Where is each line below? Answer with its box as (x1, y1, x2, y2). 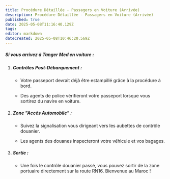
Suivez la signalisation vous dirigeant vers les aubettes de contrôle (20, 123, 160, 129)
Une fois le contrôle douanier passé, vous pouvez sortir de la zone (20, 163, 160, 169)
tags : (5, 27, 17, 32)
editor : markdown (5, 31, 42, 36)
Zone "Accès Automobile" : (12, 110, 72, 116)
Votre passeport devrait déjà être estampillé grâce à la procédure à (20, 78, 161, 84)
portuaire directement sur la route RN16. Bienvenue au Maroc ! (20, 168, 151, 174)
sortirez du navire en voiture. (20, 98, 81, 105)
